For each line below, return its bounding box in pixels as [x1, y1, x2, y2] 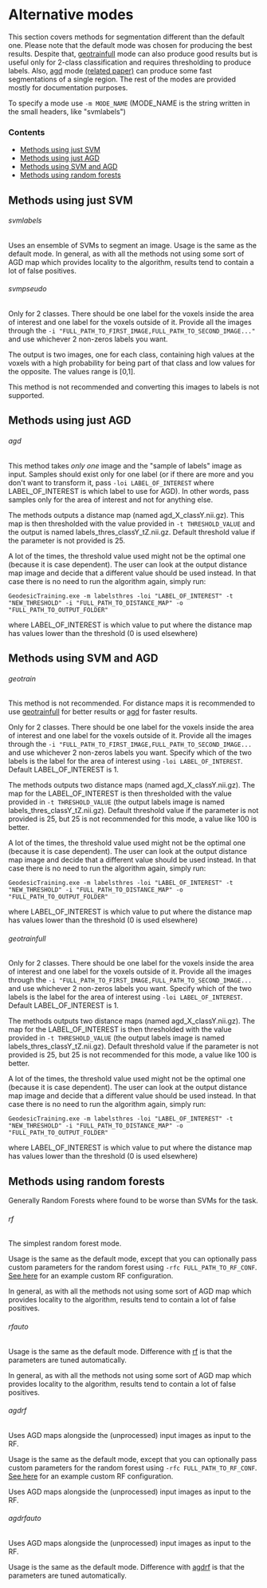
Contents [8, 126, 45, 137]
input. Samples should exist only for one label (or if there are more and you [8, 469, 253, 479]
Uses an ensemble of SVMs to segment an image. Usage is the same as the [8, 240, 257, 250]
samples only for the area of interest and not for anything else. [8, 495, 214, 504]
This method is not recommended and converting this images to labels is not [8, 382, 260, 392]
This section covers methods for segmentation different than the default [8, 32, 245, 41]
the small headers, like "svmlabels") [8, 106, 126, 117]
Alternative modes [8, 6, 134, 24]
